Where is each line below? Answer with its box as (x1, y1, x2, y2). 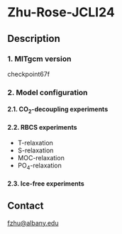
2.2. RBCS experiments (7, 123, 77, 131)
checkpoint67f (7, 69, 50, 78)
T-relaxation (17, 139, 53, 147)
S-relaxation (17, 146, 54, 155)
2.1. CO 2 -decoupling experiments (7, 105, 109, 116)
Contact (7, 200, 44, 212)
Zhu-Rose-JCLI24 (7, 4, 115, 21)
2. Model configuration (7, 87, 88, 97)
